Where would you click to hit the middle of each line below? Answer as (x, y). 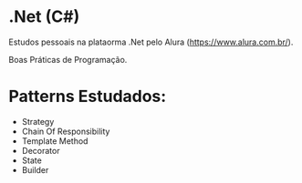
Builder (35, 169)
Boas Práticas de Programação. (68, 59)
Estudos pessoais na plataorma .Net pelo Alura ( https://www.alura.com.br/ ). (151, 42)
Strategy (38, 121)
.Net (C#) (44, 17)
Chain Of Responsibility (66, 131)
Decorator (41, 150)
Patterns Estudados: (88, 97)
